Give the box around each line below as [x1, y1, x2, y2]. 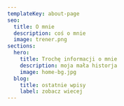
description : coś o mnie [13, 29, 86, 37]
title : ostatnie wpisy [20, 82, 86, 89]
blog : [13, 75, 30, 82]
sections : [7, 43, 36, 50]
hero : [13, 50, 30, 56]
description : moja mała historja [20, 62, 118, 69]
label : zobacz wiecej [20, 88, 83, 95]
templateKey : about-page [7, 10, 80, 17]
